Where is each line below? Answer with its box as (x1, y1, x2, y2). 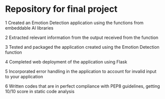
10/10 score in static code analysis (5, 88, 75, 94)
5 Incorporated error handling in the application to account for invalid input (5, 68, 157, 74)
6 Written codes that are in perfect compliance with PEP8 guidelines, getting (5, 83, 160, 89)
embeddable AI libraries (5, 25, 54, 31)
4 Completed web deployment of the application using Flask (5, 59, 128, 65)
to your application (5, 73, 43, 79)
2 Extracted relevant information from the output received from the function (5, 34, 159, 40)
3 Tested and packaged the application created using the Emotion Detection (5, 44, 160, 50)
